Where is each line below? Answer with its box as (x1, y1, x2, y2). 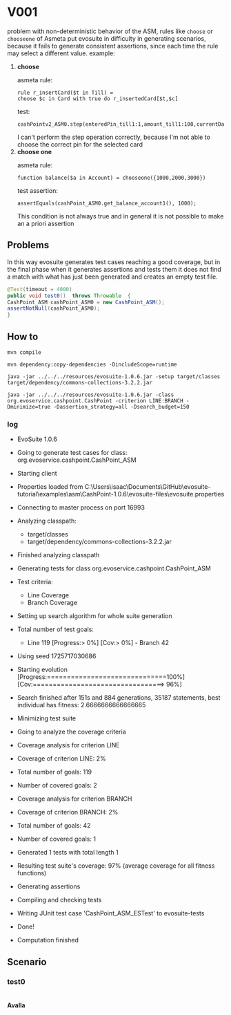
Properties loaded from (17, 483, 83, 491)
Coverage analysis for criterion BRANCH (17, 794, 132, 803)
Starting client (17, 469, 57, 478)
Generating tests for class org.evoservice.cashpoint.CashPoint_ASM (17, 564, 212, 572)
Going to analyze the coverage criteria (17, 727, 126, 736)
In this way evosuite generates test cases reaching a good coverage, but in (7, 257, 221, 266)
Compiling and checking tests (17, 896, 102, 904)
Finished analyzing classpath (17, 551, 100, 559)
